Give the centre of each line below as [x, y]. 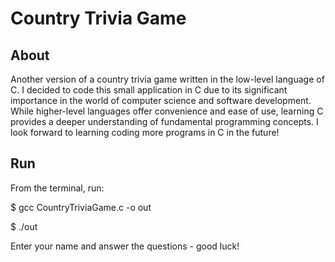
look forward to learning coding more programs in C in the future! [145, 132]
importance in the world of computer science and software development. [161, 100]
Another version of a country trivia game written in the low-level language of [167, 79]
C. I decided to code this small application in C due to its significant [149, 90]
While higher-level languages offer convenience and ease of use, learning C [167, 111]
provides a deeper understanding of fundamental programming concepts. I [164, 121]
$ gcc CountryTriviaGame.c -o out [81, 207]
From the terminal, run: [57, 188]
